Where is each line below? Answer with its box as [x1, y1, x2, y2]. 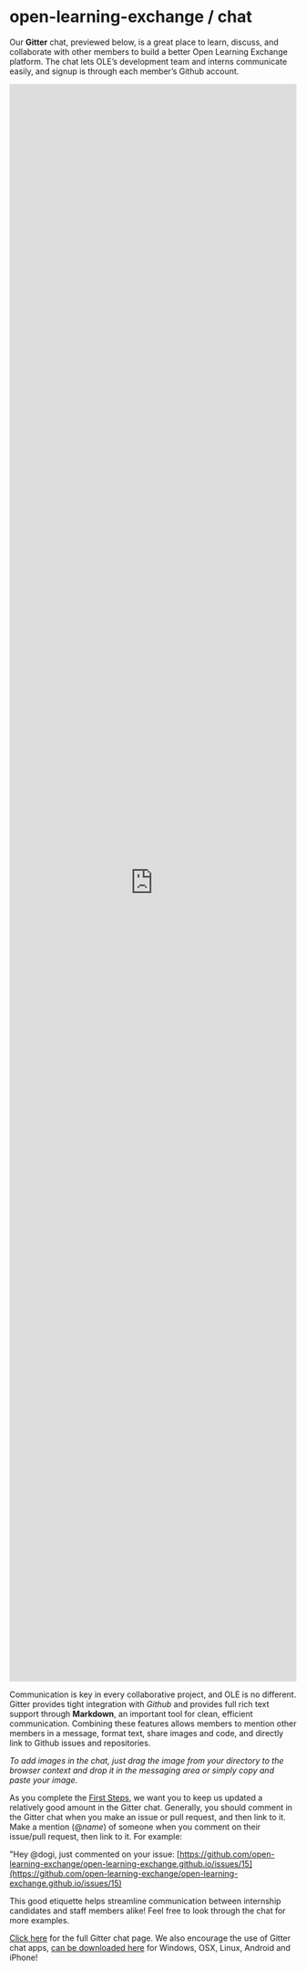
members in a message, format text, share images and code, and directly [9, 1727, 284, 1738]
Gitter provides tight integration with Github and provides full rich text [9, 1698, 270, 1709]
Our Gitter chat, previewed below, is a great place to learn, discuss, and [9, 37, 280, 47]
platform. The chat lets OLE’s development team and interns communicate [9, 56, 288, 67]
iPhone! [9, 1952, 38, 1963]
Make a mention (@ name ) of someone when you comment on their [9, 1821, 261, 1832]
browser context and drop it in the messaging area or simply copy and [9, 1765, 275, 1776]
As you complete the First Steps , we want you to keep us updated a [9, 1792, 263, 1803]
